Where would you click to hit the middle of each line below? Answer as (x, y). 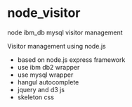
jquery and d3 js (41, 89)
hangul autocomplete (48, 82)
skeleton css (36, 97)
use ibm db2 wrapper (48, 67)
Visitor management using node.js (57, 46)
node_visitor (44, 13)
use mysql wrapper (45, 75)
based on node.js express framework (71, 59)
